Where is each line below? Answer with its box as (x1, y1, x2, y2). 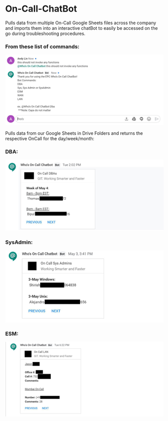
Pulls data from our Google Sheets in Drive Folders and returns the (5, 130, 143, 136)
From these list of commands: (5, 43, 79, 50)
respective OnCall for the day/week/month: (5, 136, 95, 142)
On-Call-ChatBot (5, 3, 77, 15)
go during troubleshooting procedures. (5, 30, 86, 36)
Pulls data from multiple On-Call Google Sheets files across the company (5, 20, 156, 26)
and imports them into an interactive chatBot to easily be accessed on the (5, 25, 158, 31)
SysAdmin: (5, 238, 33, 245)
